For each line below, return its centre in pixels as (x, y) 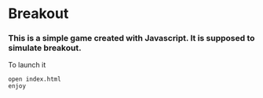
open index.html (35, 79)
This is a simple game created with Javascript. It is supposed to (131, 38)
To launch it (27, 65)
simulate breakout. (45, 48)
